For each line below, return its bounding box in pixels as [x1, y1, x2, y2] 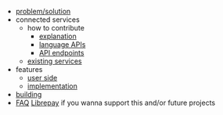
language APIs [38, 40, 86, 49]
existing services [27, 56, 82, 66]
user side [27, 74, 58, 82]
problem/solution [15, 7, 71, 16]
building [15, 90, 42, 99]
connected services [15, 15, 80, 24]
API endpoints [38, 49, 85, 57]
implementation [27, 81, 78, 91]
